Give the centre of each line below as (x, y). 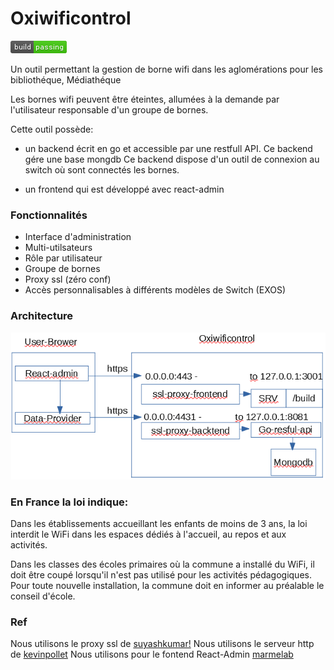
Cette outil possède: (52, 129)
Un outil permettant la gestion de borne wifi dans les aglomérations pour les (166, 69)
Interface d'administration (78, 237)
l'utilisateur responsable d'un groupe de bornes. (109, 109)
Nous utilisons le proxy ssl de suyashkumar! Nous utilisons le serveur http (162, 644)
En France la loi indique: (69, 502)
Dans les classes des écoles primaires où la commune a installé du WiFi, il (162, 564)
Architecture (42, 316)
